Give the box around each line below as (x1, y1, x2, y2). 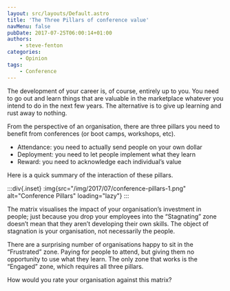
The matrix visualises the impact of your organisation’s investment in (7, 205, 202, 213)
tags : (7, 61, 23, 68)
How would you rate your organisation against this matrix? (7, 275, 172, 283)
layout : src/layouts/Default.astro (7, 10, 109, 17)
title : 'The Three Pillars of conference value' (7, 17, 149, 23)
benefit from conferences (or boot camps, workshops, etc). (7, 129, 176, 138)
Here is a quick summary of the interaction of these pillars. (7, 170, 174, 179)
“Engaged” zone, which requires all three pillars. (7, 262, 144, 270)
